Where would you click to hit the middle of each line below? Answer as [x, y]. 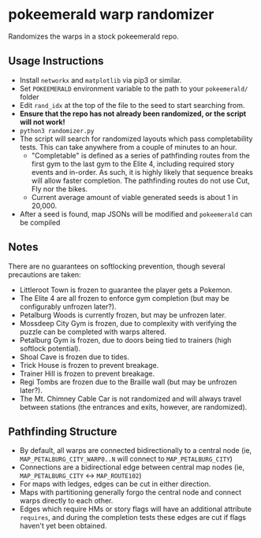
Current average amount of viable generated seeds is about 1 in [134, 197]
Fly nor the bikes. [60, 189]
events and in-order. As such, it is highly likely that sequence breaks [142, 172]
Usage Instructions [56, 61]
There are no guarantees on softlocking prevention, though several [117, 266]
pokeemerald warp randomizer [111, 15]
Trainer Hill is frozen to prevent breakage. [87, 373]
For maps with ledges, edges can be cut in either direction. [115, 484]
